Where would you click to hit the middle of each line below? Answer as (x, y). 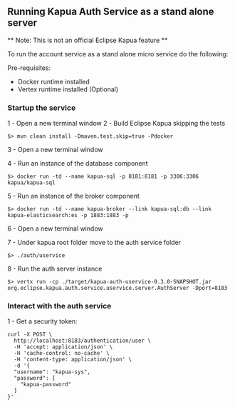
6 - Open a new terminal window (55, 228)
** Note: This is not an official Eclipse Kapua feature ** (88, 40)
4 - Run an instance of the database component (78, 164)
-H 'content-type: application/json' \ (73, 360)
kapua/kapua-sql (31, 183)
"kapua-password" (46, 385)
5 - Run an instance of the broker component (74, 196)
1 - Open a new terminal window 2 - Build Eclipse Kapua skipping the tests (116, 124)
